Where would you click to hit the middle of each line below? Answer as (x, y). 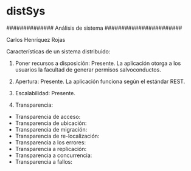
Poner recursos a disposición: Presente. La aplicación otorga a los (98, 63)
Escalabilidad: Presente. (45, 93)
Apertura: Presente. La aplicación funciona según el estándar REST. (100, 81)
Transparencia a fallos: (44, 161)
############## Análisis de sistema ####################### (94, 28)
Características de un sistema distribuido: (58, 51)
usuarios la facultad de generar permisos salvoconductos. (88, 69)
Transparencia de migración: (51, 129)
